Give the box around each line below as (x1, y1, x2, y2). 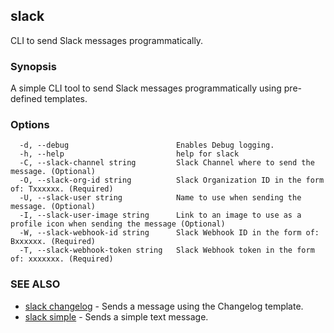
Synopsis (10, 59, 57, 73)
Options (10, 118, 50, 132)
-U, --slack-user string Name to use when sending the (19, 193, 302, 203)
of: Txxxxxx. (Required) (10, 184, 114, 194)
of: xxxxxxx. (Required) (10, 254, 114, 264)
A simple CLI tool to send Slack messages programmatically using (10, 82, 282, 94)
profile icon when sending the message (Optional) (10, 219, 226, 229)
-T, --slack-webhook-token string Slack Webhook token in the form (19, 245, 315, 256)
